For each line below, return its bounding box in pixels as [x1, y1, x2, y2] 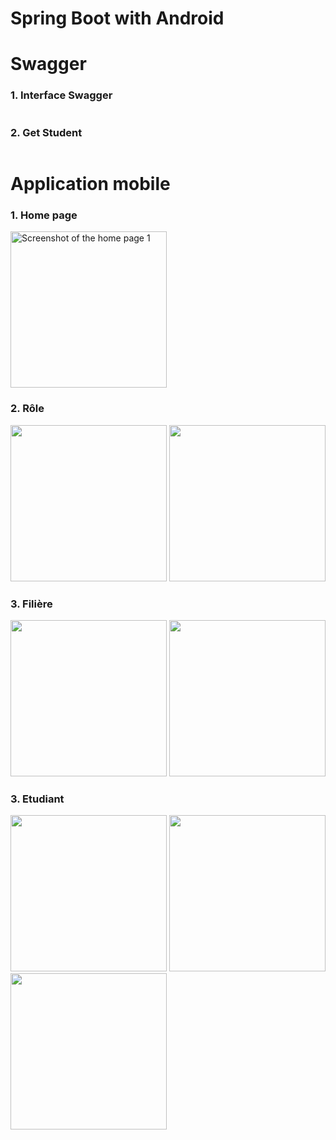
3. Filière [10, 597, 53, 611]
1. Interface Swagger [10, 88, 113, 102]
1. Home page [10, 208, 78, 222]
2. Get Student [10, 125, 83, 139]
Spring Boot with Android [10, 7, 225, 30]
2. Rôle [10, 402, 45, 416]
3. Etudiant [10, 792, 65, 806]
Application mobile [10, 173, 171, 196]
